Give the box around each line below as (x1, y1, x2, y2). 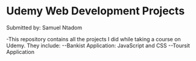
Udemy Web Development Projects (6, 4, 185, 18)
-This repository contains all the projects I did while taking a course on (6, 35, 181, 42)
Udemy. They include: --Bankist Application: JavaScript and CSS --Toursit (6, 42, 190, 49)
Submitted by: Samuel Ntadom (6, 24, 83, 31)
